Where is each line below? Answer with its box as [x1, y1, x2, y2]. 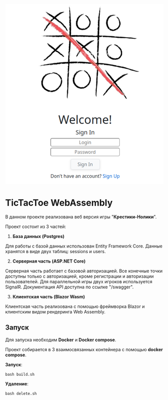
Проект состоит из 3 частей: [5, 223, 66, 229]
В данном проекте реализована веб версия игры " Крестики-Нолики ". [5, 213, 157, 220]
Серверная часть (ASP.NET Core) [12, 258, 86, 264]
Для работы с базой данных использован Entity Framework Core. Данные [5, 243, 163, 249]
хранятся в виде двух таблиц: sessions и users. [5, 248, 106, 254]
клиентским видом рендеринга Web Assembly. [5, 308, 106, 314]
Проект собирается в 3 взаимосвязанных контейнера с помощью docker [5, 346, 163, 352]
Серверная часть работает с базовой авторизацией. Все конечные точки [5, 268, 163, 274]
